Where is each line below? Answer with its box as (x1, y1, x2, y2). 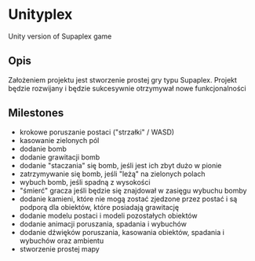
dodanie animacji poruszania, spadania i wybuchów (19, 219, 187, 229)
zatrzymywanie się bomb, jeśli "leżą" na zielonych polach (19, 169, 206, 178)
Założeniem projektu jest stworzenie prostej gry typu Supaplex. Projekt (8, 75, 238, 84)
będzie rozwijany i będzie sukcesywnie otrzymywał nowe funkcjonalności (8, 83, 246, 93)
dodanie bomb (19, 144, 67, 153)
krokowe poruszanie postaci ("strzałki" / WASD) (19, 127, 175, 137)
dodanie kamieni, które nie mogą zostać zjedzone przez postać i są (19, 194, 238, 204)
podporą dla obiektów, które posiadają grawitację (19, 202, 179, 211)
